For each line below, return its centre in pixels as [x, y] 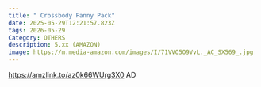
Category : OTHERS [37, 38]
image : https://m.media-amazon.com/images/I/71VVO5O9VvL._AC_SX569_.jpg [131, 52]
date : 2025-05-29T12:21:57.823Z [61, 23]
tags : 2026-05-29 [37, 30]
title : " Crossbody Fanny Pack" [61, 15]
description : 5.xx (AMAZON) [55, 45]
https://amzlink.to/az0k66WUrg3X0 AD [72, 75]
